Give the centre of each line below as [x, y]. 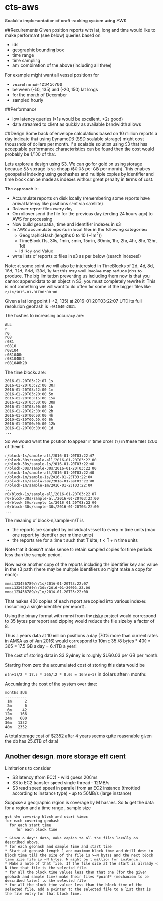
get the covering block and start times [47, 817]
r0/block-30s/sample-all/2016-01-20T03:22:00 [52, 498]
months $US [16, 692]
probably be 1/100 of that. [31, 154]
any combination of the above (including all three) [62, 65]
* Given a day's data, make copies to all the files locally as [72, 838]
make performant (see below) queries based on [53, 35]
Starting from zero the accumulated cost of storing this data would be [75, 665]
